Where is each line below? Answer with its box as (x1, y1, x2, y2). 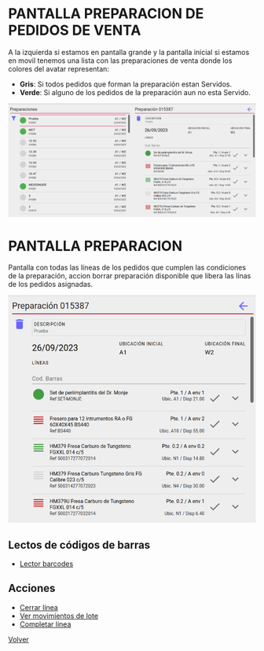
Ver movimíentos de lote (19, 611, 99, 620)
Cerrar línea (19, 602, 59, 612)
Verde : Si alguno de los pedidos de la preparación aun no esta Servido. (19, 87, 251, 97)
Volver (8, 634, 29, 644)
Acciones (8, 582, 56, 595)
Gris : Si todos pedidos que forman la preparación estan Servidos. (19, 79, 233, 89)
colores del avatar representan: (8, 64, 110, 73)
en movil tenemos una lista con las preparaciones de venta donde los (8, 56, 233, 65)
